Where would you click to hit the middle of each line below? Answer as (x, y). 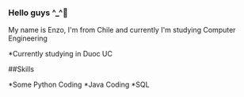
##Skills (21, 69)
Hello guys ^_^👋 (38, 13)
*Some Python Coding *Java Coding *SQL (79, 85)
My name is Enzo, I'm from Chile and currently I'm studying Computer (122, 30)
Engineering (28, 38)
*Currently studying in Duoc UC (61, 54)
